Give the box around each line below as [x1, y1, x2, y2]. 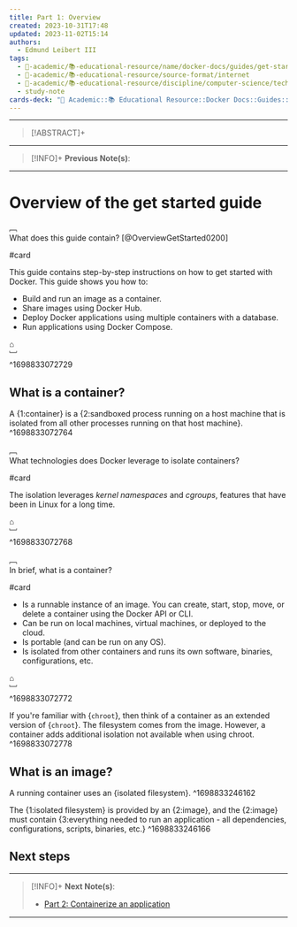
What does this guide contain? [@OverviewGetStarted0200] [9, 233, 229, 243]
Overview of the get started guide [9, 192, 263, 212]
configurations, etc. [21, 655, 94, 666]
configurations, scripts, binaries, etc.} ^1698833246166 [9, 824, 211, 834]
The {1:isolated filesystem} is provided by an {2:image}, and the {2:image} [9, 804, 278, 815]
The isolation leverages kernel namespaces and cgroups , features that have [9, 490, 286, 501]
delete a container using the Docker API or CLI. [21, 609, 194, 619]
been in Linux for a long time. [9, 499, 116, 509]
